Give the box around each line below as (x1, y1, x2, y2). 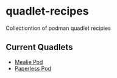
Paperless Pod (14, 65, 51, 72)
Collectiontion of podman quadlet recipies (5, 24, 111, 32)
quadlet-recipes (5, 4, 89, 18)
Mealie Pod (14, 58, 43, 65)
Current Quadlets (5, 42, 73, 52)
